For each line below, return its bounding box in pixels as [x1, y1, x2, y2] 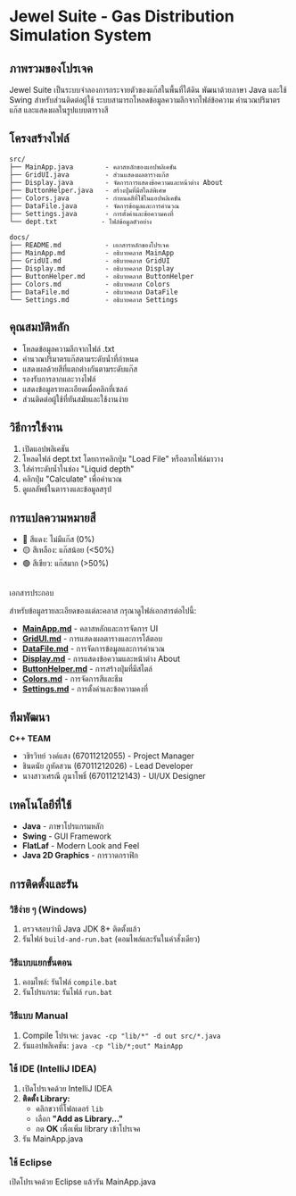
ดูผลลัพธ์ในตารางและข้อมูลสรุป [21, 484, 111, 495]
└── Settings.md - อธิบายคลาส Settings [9, 295, 178, 305]
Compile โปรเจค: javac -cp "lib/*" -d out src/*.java [21, 1030, 221, 1041]
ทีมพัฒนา [9, 710, 51, 725]
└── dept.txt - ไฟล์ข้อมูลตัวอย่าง [9, 217, 152, 226]
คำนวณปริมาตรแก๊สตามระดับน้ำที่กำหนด [21, 353, 139, 364]
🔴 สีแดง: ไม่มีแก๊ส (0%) [21, 534, 95, 545]
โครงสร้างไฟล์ [9, 131, 70, 146]
